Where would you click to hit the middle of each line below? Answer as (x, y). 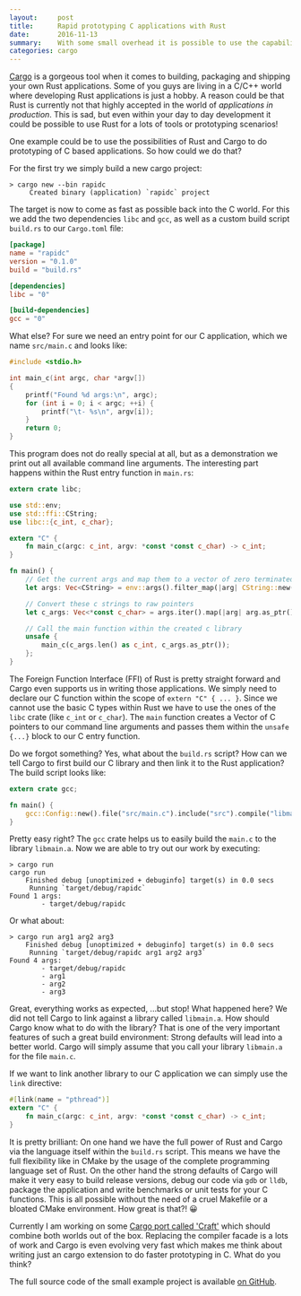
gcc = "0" (28, 319)
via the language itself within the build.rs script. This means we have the (145, 1151)
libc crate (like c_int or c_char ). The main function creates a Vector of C (142, 717)
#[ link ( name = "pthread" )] (60, 1100)
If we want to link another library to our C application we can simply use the (149, 1074)
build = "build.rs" (46, 270)
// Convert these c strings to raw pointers (110, 604)
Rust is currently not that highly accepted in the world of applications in (141, 105)
